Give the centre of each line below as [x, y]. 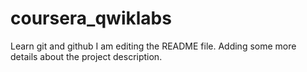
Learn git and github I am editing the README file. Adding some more [153, 46]
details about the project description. [86, 56]
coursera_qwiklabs [91, 18]
